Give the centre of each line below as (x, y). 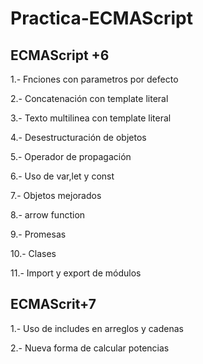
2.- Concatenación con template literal (89, 98)
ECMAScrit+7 (53, 304)
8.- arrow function (48, 215)
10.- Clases (33, 253)
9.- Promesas (38, 234)
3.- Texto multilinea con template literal (91, 118)
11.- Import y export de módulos (76, 273)
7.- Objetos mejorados (56, 195)
